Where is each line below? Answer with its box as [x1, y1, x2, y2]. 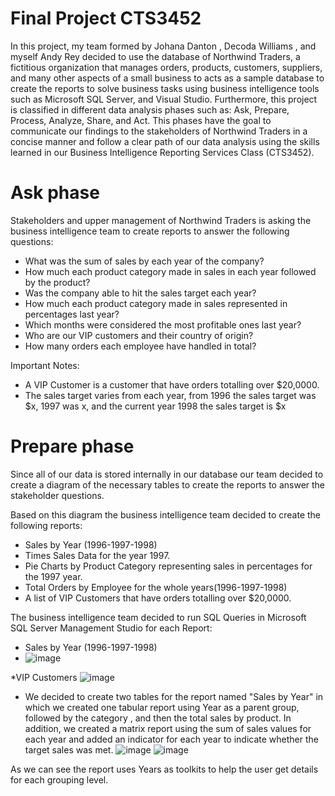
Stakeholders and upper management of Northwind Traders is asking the [10, 214, 312, 226]
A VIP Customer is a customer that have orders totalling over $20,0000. [24, 378, 320, 391]
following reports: [10, 519, 83, 531]
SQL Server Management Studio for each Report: [10, 622, 213, 634]
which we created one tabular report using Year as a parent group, [24, 701, 300, 713]
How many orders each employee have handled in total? [24, 340, 257, 352]
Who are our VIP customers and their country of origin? [24, 329, 254, 341]
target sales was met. [24, 743, 114, 756]
